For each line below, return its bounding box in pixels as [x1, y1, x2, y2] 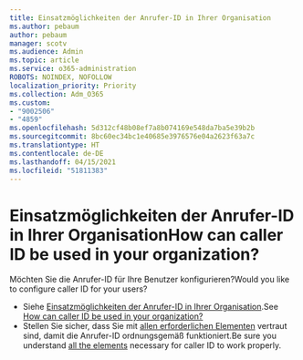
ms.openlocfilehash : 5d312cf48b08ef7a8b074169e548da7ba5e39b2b [9, 124, 256, 133]
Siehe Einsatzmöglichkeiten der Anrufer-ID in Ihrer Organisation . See [22, 302, 278, 313]
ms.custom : [9, 98, 51, 108]
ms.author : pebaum [9, 22, 79, 31]
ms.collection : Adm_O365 [9, 89, 104, 98]
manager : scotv [9, 38, 68, 48]
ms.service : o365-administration [9, 65, 137, 74]
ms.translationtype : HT [9, 140, 100, 149]
